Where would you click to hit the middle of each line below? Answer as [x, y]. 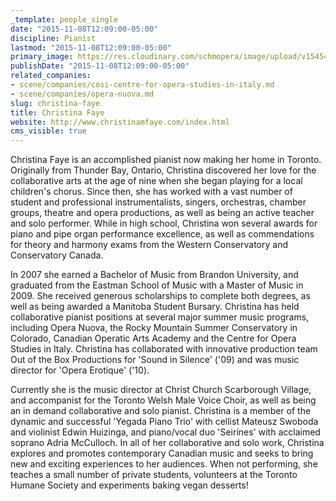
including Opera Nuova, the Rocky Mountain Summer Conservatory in [154, 328]
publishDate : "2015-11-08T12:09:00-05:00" [100, 66]
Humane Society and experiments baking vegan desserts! [129, 485]
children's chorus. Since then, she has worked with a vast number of [151, 192]
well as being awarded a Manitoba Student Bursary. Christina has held [155, 307]
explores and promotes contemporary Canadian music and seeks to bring [162, 453]
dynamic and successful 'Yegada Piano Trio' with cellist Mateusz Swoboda [164, 422]
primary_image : [42, 57]
